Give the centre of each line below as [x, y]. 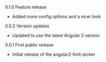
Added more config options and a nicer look [56, 16]
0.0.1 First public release [29, 45]
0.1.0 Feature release [26, 7]
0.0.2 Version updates [27, 26]
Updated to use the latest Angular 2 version [56, 35]
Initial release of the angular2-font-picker [53, 54]
